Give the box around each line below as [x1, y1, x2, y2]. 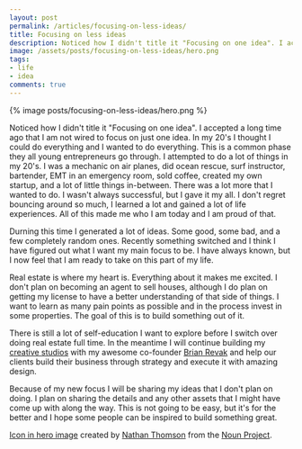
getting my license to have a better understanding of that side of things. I [9, 291, 280, 301]
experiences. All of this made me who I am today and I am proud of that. [9, 208, 277, 219]
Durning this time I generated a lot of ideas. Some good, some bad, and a [9, 226, 280, 237]
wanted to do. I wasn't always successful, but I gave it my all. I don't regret [9, 189, 286, 200]
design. [9, 365, 38, 376]
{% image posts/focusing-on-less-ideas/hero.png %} [9, 104, 209, 115]
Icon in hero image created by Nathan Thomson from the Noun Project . [9, 429, 272, 440]
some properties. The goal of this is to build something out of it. [9, 310, 245, 320]
